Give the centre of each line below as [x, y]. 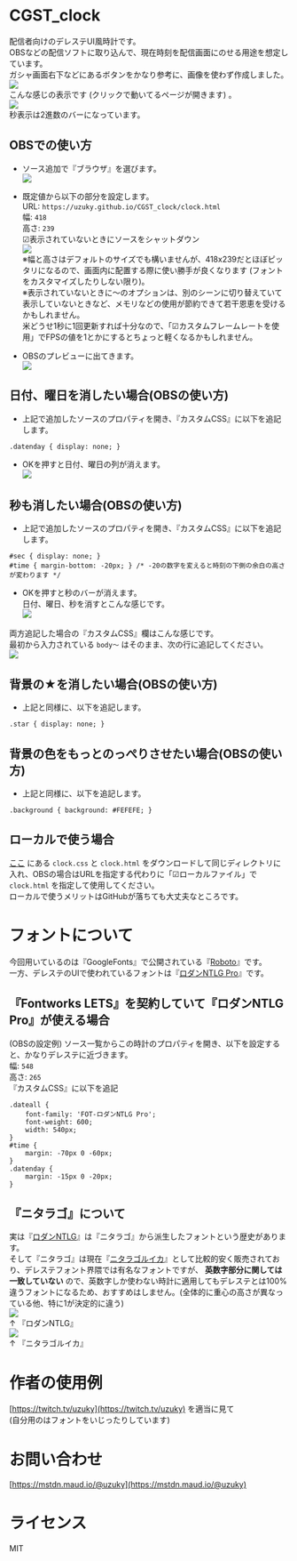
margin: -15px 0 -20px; [69, 1176]
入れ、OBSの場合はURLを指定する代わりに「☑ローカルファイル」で [133, 873]
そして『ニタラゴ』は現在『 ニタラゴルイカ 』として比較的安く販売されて [141, 1259]
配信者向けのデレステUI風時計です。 [75, 41]
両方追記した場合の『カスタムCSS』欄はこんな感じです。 [114, 633]
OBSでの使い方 [51, 145]
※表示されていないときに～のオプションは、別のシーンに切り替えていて [152, 292]
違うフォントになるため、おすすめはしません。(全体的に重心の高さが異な [143, 1292]
